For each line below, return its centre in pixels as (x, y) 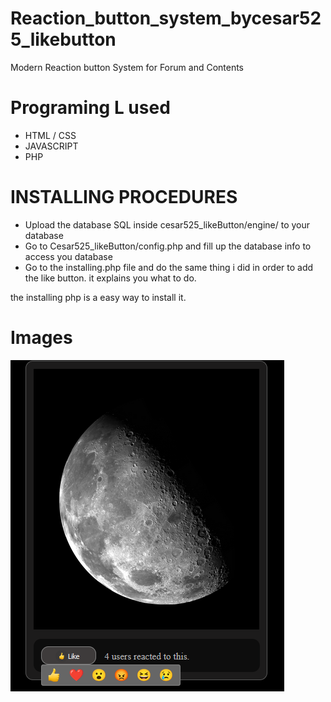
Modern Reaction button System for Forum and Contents (127, 67)
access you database (68, 256)
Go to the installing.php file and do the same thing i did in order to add (169, 267)
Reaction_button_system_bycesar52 (166, 18)
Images (41, 338)
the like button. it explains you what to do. (110, 278)
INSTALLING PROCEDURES (124, 197)
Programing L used (90, 108)
